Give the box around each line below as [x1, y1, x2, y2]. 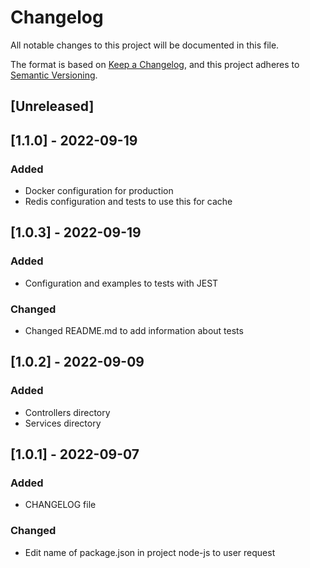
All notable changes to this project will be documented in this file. [10, 39, 280, 51]
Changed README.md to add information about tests [24, 325, 244, 336]
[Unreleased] [10, 98, 95, 115]
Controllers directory [24, 406, 111, 418]
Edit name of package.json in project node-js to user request [24, 546, 276, 558]
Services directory [24, 417, 102, 429]
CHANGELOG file [24, 499, 97, 511]
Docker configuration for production [24, 185, 174, 197]
